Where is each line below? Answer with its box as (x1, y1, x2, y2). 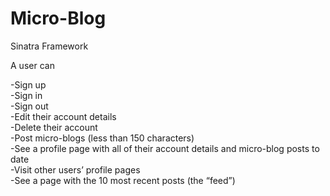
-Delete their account (10, 121, 98, 133)
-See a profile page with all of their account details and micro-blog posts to (10, 142, 320, 154)
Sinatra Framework (10, 40, 89, 52)
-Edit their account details (10, 110, 117, 122)
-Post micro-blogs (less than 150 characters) (10, 132, 195, 144)
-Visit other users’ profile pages (10, 163, 141, 176)
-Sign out (10, 100, 49, 112)
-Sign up (10, 78, 47, 91)
